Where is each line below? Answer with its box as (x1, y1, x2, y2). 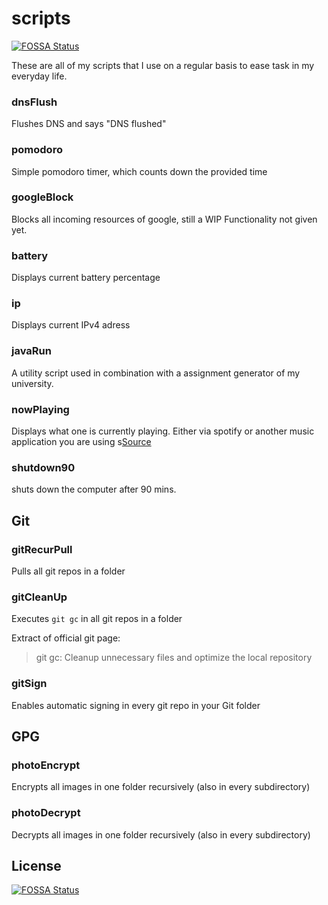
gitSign (11, 677, 48, 691)
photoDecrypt (11, 806, 81, 820)
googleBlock (11, 190, 74, 204)
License (11, 857, 62, 874)
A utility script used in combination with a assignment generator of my (11, 367, 301, 379)
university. (11, 377, 54, 389)
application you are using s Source (11, 436, 152, 448)
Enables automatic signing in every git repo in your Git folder (11, 699, 261, 711)
